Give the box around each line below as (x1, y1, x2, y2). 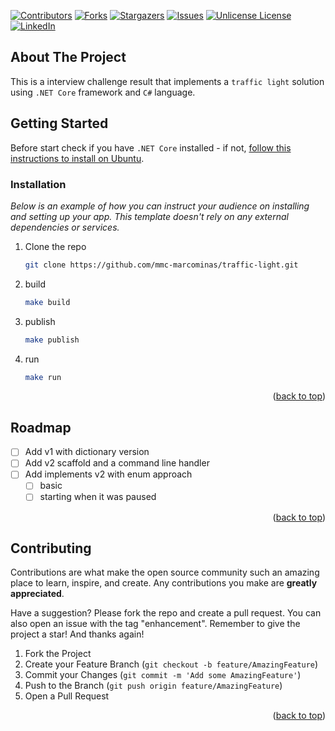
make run (24, 372, 62, 382)
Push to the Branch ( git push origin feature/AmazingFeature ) (24, 680, 283, 692)
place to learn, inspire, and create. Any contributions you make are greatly (10, 577, 318, 589)
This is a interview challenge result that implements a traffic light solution (10, 75, 325, 87)
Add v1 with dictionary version (24, 446, 150, 458)
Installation (10, 177, 67, 191)
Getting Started (10, 115, 109, 132)
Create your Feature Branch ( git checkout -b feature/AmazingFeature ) (24, 658, 319, 670)
